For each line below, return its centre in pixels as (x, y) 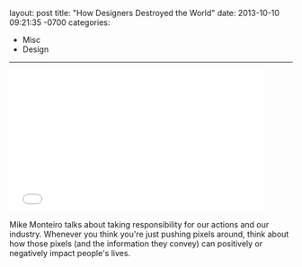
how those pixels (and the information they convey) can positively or (136, 244)
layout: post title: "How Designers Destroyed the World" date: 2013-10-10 (145, 13)
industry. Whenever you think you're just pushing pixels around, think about (149, 234)
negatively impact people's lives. (70, 253)
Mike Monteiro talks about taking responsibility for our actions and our (139, 224)
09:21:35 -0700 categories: (60, 22)
